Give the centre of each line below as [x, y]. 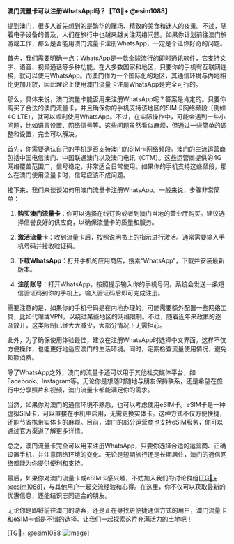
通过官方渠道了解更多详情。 [47, 431]
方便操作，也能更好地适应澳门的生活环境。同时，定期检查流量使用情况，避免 [117, 349]
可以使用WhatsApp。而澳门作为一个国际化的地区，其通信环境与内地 [123, 75]
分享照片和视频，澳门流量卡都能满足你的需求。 [86, 390]
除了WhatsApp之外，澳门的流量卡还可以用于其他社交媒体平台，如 [102, 372]
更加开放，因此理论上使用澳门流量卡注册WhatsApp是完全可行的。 [107, 84]
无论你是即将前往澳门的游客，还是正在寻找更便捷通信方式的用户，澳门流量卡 [117, 510]
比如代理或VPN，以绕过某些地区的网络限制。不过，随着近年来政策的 [117, 316]
